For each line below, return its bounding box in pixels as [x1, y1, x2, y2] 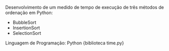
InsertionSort [12, 25, 40, 31]
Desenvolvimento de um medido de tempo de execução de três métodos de [5, 5, 164, 10]
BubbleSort [12, 20, 37, 25]
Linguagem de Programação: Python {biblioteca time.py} [5, 40, 124, 46]
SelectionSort [12, 30, 42, 36]
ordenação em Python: [5, 10, 53, 16]
